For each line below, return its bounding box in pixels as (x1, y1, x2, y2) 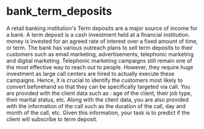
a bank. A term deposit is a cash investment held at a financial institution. (6, 31, 191, 38)
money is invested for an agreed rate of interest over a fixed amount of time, (6, 37, 199, 45)
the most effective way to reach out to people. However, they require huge (6, 63, 194, 71)
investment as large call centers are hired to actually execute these (6, 70, 175, 77)
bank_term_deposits (6, 4, 112, 18)
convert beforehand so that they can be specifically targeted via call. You (6, 83, 191, 90)
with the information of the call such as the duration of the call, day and (6, 102, 186, 109)
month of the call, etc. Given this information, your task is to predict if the (6, 109, 191, 116)
